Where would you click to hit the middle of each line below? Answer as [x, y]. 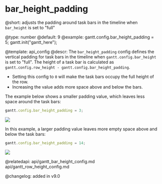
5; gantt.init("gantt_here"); [31, 42]
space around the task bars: [33, 101]
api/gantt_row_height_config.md [37, 166]
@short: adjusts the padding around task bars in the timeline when [72, 22]
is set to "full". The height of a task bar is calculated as [59, 62]
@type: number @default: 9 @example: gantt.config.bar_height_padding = [80, 37]
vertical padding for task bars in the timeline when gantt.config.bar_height [81, 56]
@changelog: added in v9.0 [33, 176]
